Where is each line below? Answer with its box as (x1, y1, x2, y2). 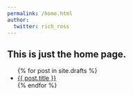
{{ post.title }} (17, 74, 57, 83)
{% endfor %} (17, 81, 57, 89)
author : (7, 17, 30, 23)
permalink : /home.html (7, 10, 73, 17)
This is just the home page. (7, 48, 127, 60)
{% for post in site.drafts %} (17, 67, 98, 75)
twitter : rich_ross (13, 23, 70, 30)
